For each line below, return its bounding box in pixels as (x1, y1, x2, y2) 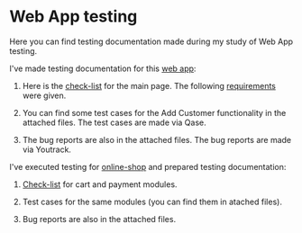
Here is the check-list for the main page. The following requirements (22, 80, 277, 91)
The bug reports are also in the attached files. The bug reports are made (22, 134, 292, 145)
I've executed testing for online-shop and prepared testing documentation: (9, 161, 287, 172)
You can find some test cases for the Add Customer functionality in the (22, 107, 287, 118)
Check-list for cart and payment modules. (22, 178, 178, 190)
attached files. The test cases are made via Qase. (22, 117, 206, 128)
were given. (22, 90, 67, 101)
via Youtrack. (22, 144, 72, 155)
